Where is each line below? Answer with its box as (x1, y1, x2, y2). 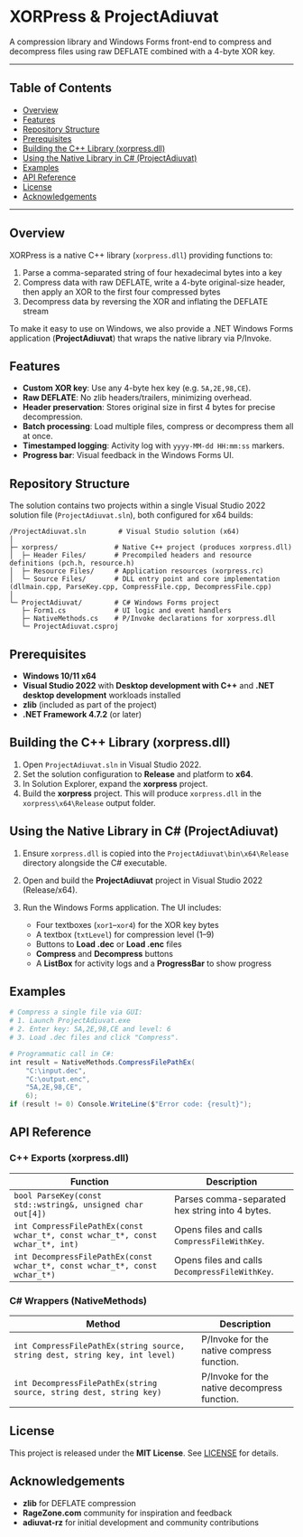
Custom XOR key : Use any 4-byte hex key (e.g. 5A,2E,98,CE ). (22, 382, 251, 394)
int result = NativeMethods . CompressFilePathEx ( (9, 1057, 196, 1067)
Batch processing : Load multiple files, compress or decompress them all (22, 421, 294, 432)
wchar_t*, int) (14, 1239, 79, 1249)
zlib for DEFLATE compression (22, 1497, 137, 1508)
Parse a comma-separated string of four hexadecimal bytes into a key (22, 267, 282, 277)
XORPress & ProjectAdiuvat (9, 6, 219, 27)
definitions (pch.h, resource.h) (9, 558, 135, 568)
